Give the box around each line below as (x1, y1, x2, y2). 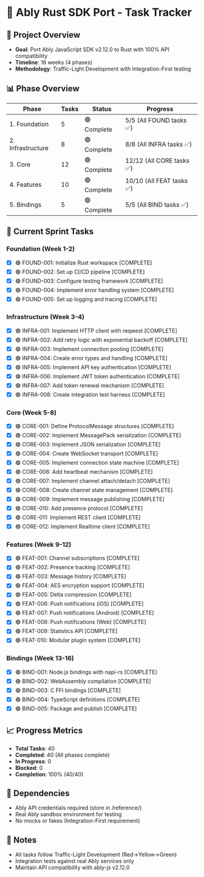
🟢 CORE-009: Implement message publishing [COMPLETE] (15, 496, 165, 503)
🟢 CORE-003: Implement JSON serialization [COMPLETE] (15, 441, 161, 448)
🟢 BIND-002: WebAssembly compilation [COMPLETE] (15, 678, 151, 685)
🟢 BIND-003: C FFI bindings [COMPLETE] (15, 687, 121, 694)
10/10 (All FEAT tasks (125, 176, 188, 185)
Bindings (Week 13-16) (6, 654, 75, 662)
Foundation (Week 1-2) (6, 244, 75, 253)
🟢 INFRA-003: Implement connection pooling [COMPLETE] (15, 345, 164, 352)
